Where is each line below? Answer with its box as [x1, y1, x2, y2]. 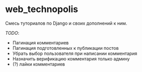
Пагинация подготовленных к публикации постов [12, 45, 119, 51]
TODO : [5, 30, 20, 36]
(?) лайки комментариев [12, 61, 65, 67]
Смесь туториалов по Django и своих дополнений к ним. [5, 20, 127, 26]
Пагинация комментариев [12, 39, 69, 46]
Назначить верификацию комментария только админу [12, 55, 130, 61]
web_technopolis [5, 4, 78, 15]
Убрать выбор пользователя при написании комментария [12, 50, 137, 56]
